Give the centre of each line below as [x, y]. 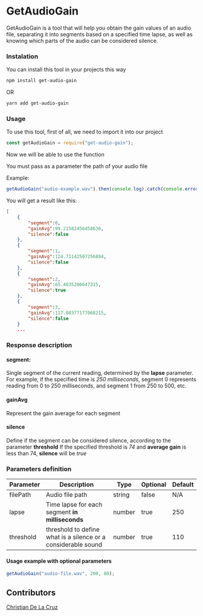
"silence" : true [47, 290]
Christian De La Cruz [32, 607]
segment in [62, 512]
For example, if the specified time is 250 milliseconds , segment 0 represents [101, 380]
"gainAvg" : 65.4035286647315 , [65, 285]
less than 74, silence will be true [47, 453]
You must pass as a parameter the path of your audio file [77, 166]
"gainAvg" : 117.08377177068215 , [67, 313]
